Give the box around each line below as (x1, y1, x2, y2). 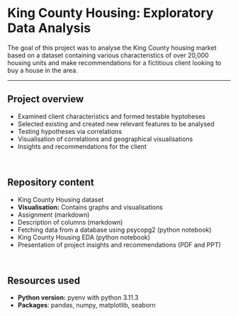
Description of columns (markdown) (17, 218, 123, 226)
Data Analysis (7, 20, 91, 36)
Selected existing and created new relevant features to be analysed (17, 119, 215, 128)
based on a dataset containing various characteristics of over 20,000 (7, 51, 209, 60)
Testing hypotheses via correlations (17, 127, 123, 135)
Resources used (7, 274, 80, 286)
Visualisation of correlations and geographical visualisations (17, 135, 193, 143)
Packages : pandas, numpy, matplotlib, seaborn (17, 301, 156, 310)
